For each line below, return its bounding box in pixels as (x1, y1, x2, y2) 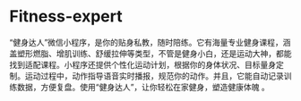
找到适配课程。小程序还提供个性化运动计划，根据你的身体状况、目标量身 (9, 59, 276, 70)
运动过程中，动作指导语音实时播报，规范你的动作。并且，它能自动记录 (24, 70, 284, 81)
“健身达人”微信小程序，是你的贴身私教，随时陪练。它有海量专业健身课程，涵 (9, 37, 291, 47)
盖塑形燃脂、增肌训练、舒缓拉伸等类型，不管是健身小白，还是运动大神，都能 (9, 47, 292, 59)
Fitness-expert (9, 6, 123, 27)
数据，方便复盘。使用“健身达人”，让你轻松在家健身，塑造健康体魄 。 (16, 81, 271, 92)
